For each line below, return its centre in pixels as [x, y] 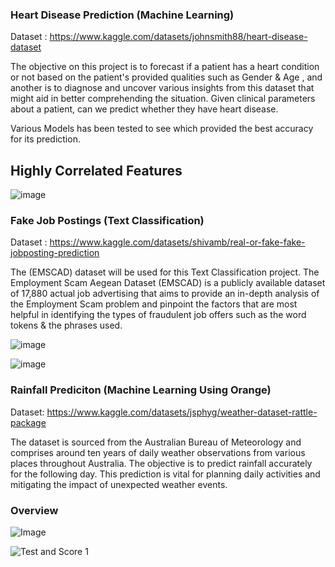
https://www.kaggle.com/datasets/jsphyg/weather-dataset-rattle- [182, 412]
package [28, 422]
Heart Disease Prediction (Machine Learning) [122, 15]
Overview [34, 510]
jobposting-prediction [55, 253]
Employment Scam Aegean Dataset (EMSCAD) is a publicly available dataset [168, 283]
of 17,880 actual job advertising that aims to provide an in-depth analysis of [165, 294]
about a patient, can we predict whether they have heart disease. [144, 109]
